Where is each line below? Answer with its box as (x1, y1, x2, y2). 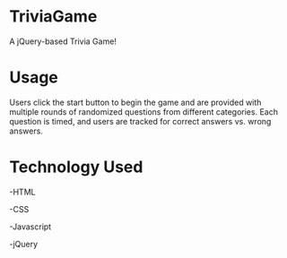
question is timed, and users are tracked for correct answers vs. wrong (9, 116, 272, 126)
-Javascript (9, 221, 52, 232)
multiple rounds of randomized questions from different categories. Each (9, 106, 278, 117)
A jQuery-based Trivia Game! (9, 36, 117, 47)
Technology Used (9, 157, 143, 177)
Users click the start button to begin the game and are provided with (9, 97, 262, 107)
